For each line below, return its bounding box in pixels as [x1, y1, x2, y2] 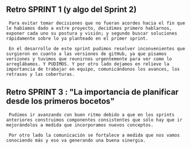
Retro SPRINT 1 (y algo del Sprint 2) [6, 5, 137, 15]
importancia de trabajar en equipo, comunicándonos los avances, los [6, 66, 180, 72]
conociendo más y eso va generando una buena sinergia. [6, 137, 146, 143]
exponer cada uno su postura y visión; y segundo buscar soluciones [6, 30, 177, 36]
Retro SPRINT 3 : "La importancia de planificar [6, 87, 179, 97]
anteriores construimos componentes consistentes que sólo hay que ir [6, 117, 183, 123]
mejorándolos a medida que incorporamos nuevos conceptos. [6, 122, 154, 128]
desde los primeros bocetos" [6, 96, 115, 106]
